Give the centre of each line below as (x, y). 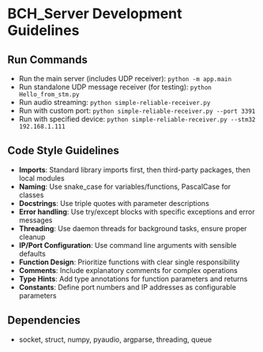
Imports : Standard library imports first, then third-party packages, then (134, 170)
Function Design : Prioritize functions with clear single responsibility (129, 262)
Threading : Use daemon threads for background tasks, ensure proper (133, 228)
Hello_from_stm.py (49, 95)
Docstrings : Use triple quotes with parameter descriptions (114, 203)
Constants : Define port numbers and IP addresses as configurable (127, 287)
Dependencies (44, 320)
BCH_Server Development (95, 14)
